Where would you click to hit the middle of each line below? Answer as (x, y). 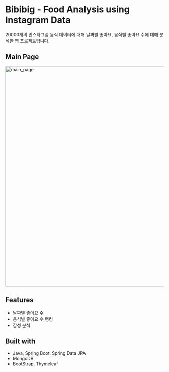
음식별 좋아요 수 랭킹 (33, 319)
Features (19, 300)
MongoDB (23, 359)
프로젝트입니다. (35, 41)
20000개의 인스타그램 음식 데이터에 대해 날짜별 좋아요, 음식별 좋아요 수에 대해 (82, 34)
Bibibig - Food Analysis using (67, 9)
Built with (20, 341)
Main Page (22, 57)
